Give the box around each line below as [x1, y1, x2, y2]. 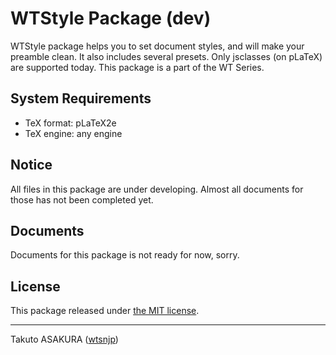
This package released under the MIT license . [10, 305, 200, 317]
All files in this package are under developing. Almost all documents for [10, 183, 304, 195]
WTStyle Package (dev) [10, 7, 212, 30]
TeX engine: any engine [24, 127, 123, 139]
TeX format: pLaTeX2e [24, 117, 117, 129]
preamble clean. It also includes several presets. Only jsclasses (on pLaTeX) [10, 50, 323, 62]
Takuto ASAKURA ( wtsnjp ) [10, 333, 119, 346]
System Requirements [10, 90, 152, 107]
